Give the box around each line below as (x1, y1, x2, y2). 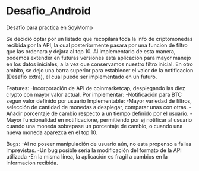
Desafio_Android (6, 4, 91, 18)
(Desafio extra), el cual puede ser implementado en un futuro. (6, 73, 157, 80)
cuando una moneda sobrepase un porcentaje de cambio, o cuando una (6, 122, 183, 129)
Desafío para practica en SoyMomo (6, 24, 93, 31)
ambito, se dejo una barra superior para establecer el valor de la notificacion (6, 66, 194, 74)
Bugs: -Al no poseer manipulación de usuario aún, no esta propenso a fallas (6, 140, 192, 147)
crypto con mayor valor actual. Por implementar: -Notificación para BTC (6, 91, 182, 98)
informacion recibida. (6, 159, 58, 166)
